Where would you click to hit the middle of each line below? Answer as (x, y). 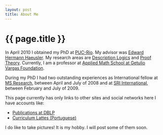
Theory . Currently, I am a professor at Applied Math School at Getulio (75, 63)
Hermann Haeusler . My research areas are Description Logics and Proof (78, 58)
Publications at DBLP (33, 113)
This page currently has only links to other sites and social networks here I (81, 98)
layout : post (18, 10)
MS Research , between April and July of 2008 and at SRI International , (77, 83)
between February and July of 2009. (42, 88)
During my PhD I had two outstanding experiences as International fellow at (81, 78)
